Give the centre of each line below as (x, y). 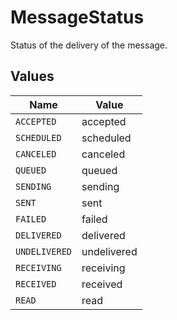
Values (32, 76)
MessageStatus (77, 17)
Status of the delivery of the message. (89, 45)
